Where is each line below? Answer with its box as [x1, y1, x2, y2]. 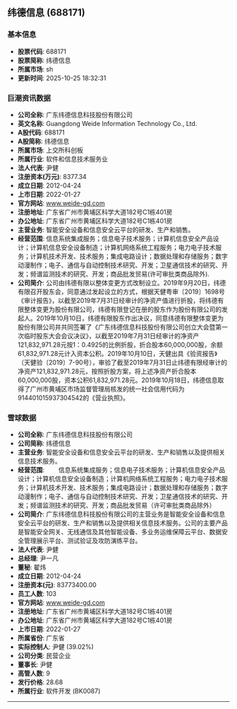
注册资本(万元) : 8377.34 [17, 172, 87, 180]
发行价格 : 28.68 [17, 678, 63, 686]
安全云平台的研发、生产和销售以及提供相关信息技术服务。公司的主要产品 [17, 519, 228, 527]
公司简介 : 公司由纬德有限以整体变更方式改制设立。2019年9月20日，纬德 [17, 278, 226, 287]
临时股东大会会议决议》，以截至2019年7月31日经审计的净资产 [23, 331, 200, 340]
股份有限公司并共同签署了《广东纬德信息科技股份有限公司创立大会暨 [17, 323, 216, 331]
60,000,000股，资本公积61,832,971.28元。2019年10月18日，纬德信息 [17, 376, 218, 384]
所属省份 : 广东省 [17, 634, 65, 642]
